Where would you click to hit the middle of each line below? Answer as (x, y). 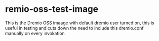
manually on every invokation (35, 33)
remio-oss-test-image (52, 9)
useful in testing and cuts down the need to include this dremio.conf (75, 28)
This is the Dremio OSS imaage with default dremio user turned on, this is (80, 23)
